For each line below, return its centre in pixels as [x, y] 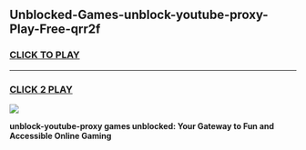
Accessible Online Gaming [61, 135]
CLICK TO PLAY [45, 55]
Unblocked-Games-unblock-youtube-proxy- [139, 15]
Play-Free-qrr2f [55, 30]
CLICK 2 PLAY [41, 89]
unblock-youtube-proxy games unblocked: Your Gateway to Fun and [142, 125]
